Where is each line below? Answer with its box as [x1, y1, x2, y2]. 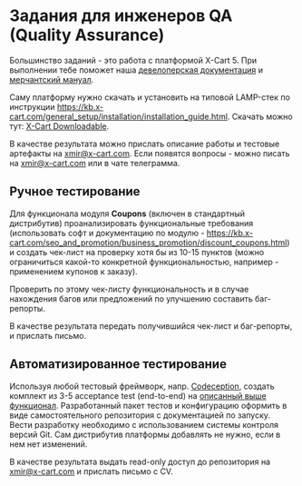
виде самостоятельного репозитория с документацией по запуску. [9, 410, 270, 421]
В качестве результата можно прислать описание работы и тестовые [9, 138, 280, 149]
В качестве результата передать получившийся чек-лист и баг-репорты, [9, 320, 293, 332]
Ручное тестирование [9, 183, 141, 200]
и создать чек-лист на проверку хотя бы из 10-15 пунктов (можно [9, 246, 265, 257]
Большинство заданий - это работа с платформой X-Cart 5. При [9, 55, 257, 65]
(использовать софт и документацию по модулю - [9, 227, 205, 238]
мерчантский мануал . [9, 74, 94, 84]
